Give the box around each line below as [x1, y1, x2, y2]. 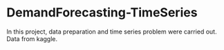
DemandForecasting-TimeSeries [6, 5, 198, 21]
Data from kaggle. [6, 34, 58, 42]
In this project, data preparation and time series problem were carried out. [6, 27, 217, 36]
